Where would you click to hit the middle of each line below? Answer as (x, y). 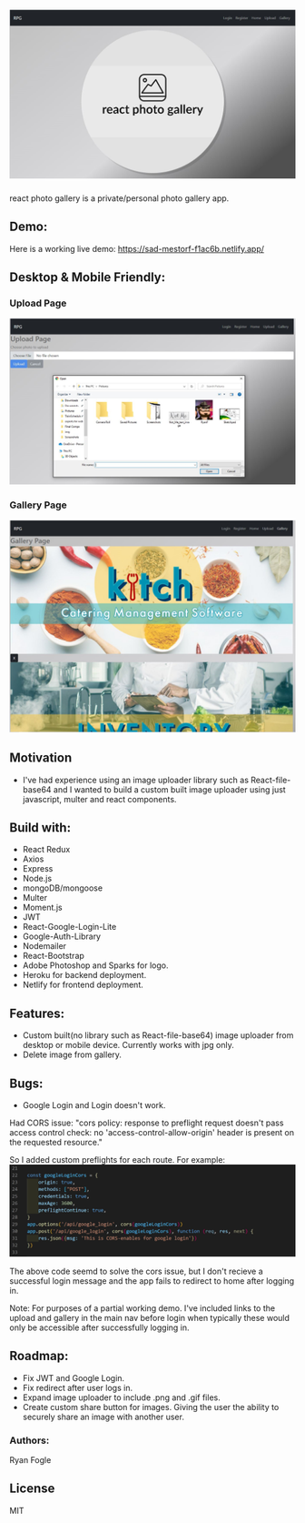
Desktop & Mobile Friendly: (88, 277)
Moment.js (42, 908)
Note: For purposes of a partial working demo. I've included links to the (142, 1308)
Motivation (41, 758)
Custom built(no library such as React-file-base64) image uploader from (158, 1035)
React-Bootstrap (53, 956)
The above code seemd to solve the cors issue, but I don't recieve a (136, 1271)
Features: (37, 1013)
